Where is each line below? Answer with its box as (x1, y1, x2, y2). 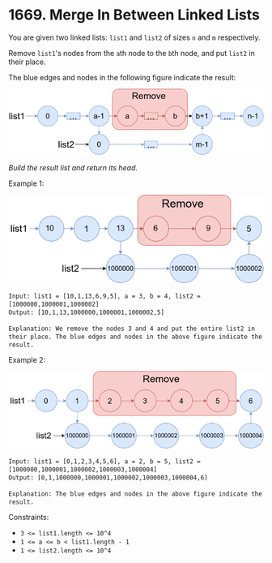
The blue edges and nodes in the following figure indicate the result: (8, 72, 236, 82)
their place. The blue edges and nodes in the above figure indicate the (8, 333, 263, 341)
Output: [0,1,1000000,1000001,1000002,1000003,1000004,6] (8, 474, 208, 482)
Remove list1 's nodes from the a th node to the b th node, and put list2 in (8, 48, 255, 58)
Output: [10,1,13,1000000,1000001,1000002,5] (8, 308, 164, 316)
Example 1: (8, 178, 45, 188)
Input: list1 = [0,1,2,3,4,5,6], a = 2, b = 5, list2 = (8, 458, 201, 466)
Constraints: (8, 513, 49, 522)
